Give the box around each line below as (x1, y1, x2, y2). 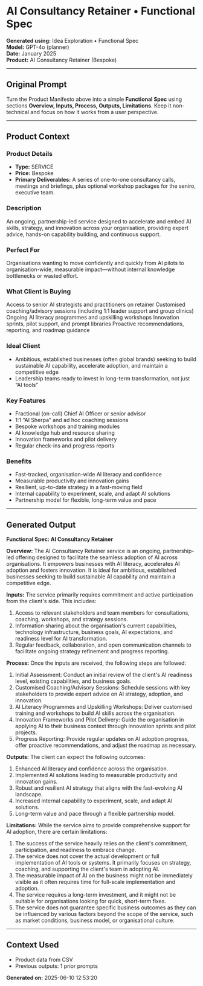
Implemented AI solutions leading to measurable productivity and (14, 772, 178, 779)
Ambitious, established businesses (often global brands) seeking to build (14, 355, 196, 363)
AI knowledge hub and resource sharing (14, 429, 115, 436)
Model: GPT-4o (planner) (6, 43, 69, 51)
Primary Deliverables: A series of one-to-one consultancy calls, (14, 176, 176, 184)
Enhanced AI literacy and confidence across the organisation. (14, 765, 169, 772)
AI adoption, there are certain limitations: (6, 828, 108, 836)
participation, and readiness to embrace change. (14, 847, 137, 854)
